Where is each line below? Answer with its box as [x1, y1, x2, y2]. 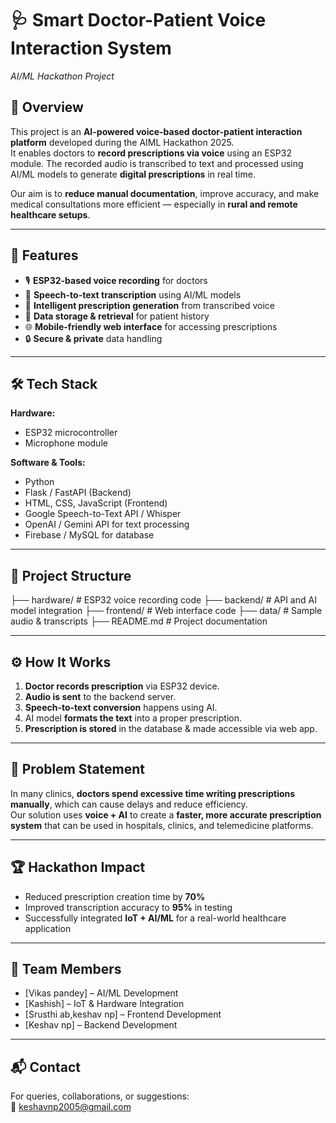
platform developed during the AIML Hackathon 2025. [10, 136, 235, 148]
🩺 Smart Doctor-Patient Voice [10, 9, 267, 32]
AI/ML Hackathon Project [10, 70, 115, 82]
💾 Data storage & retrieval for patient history [24, 310, 210, 322]
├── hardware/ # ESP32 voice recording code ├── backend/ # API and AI [10, 594, 317, 606]
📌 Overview [10, 99, 84, 116]
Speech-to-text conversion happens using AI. [24, 702, 218, 713]
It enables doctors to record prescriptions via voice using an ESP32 [10, 147, 292, 159]
